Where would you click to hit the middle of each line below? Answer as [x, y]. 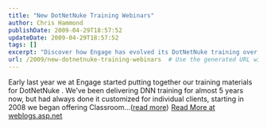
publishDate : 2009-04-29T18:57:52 [66, 30]
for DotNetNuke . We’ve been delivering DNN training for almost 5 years [126, 90]
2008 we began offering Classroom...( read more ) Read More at [112, 107]
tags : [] [23, 45]
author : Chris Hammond [46, 23]
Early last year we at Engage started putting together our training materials [130, 82]
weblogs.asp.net [35, 115]
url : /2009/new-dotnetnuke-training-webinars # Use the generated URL [129, 60]
